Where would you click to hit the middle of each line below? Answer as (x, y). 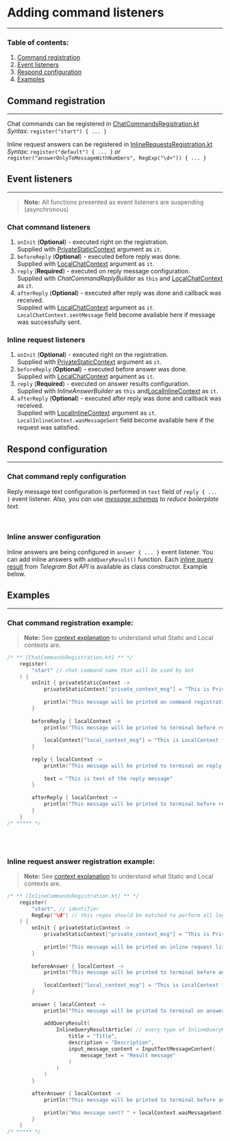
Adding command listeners (86, 13)
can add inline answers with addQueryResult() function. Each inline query (110, 559)
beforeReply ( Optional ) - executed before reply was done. (99, 257)
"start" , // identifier (65, 909)
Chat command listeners (49, 227)
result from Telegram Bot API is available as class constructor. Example (107, 566)
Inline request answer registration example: (81, 861)
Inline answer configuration (54, 537)
